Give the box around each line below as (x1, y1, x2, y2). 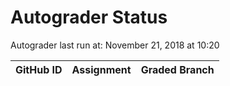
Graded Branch (140, 62, 215, 76)
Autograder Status (10, 6, 168, 29)
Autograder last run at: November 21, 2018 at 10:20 (10, 39, 220, 51)
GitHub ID (15, 62, 63, 76)
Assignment (71, 62, 132, 76)
